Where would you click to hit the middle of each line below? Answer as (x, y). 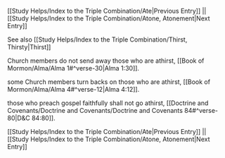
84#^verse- (201, 110)
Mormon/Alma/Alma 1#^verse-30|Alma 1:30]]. (73, 68)
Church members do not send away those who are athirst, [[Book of (106, 61)
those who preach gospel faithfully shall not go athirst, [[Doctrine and (108, 103)
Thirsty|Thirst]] (29, 47)
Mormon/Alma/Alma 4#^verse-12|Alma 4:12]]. (73, 89)
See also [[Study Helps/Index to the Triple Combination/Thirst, (97, 39)
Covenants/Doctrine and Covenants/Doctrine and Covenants (95, 110)
